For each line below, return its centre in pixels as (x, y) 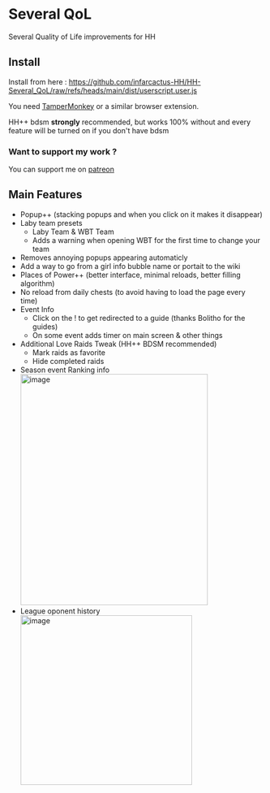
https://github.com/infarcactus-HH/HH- (135, 81)
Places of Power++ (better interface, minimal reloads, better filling (130, 275)
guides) (45, 327)
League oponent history (60, 611)
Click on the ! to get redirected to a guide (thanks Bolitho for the (139, 318)
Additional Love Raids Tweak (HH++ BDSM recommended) (118, 344)
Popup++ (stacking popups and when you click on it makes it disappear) (141, 214)
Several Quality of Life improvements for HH (82, 37)
